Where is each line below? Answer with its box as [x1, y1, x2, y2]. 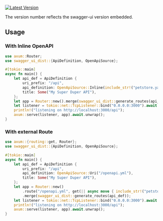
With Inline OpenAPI [5, 43, 54, 50]
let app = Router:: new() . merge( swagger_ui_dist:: [14, 99, 116, 104]
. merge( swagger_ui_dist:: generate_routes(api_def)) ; [22, 193, 131, 198]
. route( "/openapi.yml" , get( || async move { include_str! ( [22, 189, 145, 194]
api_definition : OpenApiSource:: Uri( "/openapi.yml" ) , [22, 171, 133, 176]
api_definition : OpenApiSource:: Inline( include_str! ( [22, 85, 133, 90]
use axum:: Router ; [5, 54, 42, 58]
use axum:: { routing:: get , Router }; [5, 139, 77, 145]
